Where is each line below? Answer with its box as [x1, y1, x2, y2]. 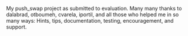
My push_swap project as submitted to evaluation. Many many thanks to [6, 5, 182, 12]
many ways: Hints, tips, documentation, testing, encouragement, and [6, 17, 174, 24]
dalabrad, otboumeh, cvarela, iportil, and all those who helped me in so [6, 11, 179, 18]
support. [6, 23, 27, 30]
